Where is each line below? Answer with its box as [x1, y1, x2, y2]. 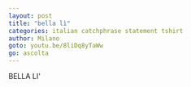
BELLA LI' [8, 72, 41, 81]
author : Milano [8, 34, 60, 43]
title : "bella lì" [8, 19, 71, 27]
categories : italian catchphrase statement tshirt [8, 27, 184, 35]
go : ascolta [8, 49, 49, 57]
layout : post [8, 11, 53, 20]
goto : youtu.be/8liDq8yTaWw [8, 42, 104, 50]
